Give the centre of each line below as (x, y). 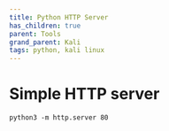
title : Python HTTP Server (59, 17)
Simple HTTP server (84, 94)
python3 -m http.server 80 (59, 118)
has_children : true (45, 26)
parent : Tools (35, 34)
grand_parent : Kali (45, 42)
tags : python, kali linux (57, 50)
